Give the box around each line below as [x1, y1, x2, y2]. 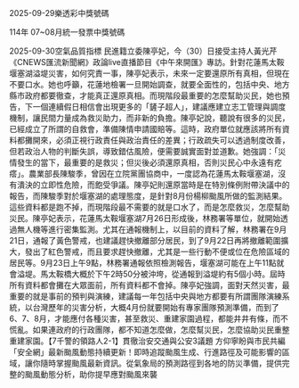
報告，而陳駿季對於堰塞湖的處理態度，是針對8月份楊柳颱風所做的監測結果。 [9, 191, 287, 201]
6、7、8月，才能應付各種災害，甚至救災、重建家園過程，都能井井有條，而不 [9, 313, 289, 324]
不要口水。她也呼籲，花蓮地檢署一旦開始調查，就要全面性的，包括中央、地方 [9, 79, 290, 89]
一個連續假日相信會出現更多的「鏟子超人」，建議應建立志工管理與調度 [32, 102, 287, 111]
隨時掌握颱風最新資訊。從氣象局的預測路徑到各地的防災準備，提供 [39, 358, 282, 368]
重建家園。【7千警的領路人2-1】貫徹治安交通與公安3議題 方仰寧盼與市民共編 [9, 335, 287, 346]
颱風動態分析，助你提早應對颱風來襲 [24, 369, 158, 379]
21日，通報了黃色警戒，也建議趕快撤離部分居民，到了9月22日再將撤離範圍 [9, 235, 281, 245]
